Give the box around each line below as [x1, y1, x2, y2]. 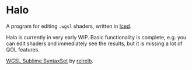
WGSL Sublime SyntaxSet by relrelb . [6, 57, 93, 64]
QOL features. [6, 46, 40, 53]
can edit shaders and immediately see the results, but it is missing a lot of [6, 40, 183, 47]
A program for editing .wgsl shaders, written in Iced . [6, 23, 132, 30]
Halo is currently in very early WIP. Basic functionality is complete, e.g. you [6, 34, 187, 40]
